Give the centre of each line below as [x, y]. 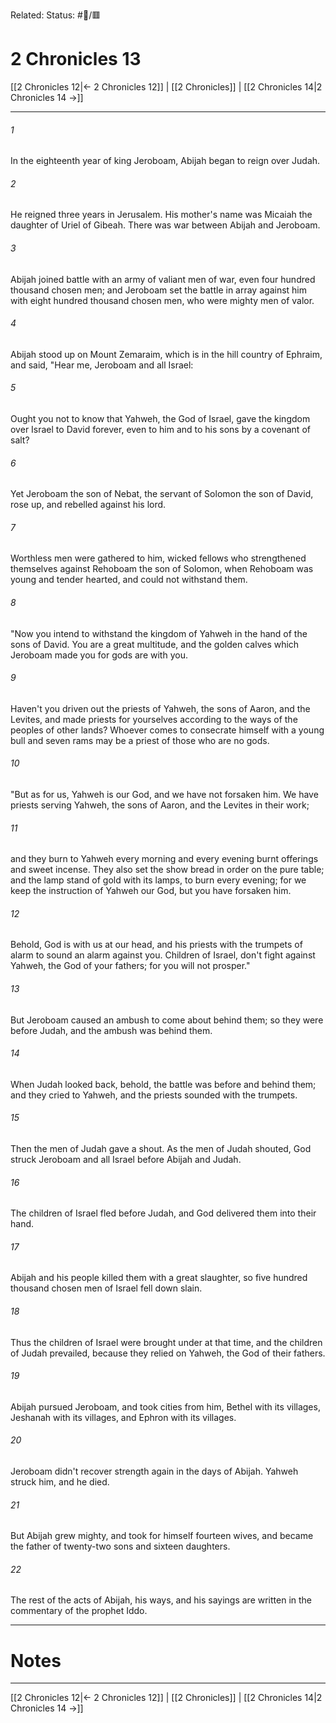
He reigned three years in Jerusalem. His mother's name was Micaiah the [161, 215]
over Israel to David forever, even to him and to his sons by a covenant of [160, 429]
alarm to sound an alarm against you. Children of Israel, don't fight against [163, 955]
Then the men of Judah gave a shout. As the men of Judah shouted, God [161, 1148]
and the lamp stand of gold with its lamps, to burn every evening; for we [158, 880]
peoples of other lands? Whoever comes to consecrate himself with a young [167, 730]
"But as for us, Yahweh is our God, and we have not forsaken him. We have [164, 794]
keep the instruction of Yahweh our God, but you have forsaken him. [151, 891]
